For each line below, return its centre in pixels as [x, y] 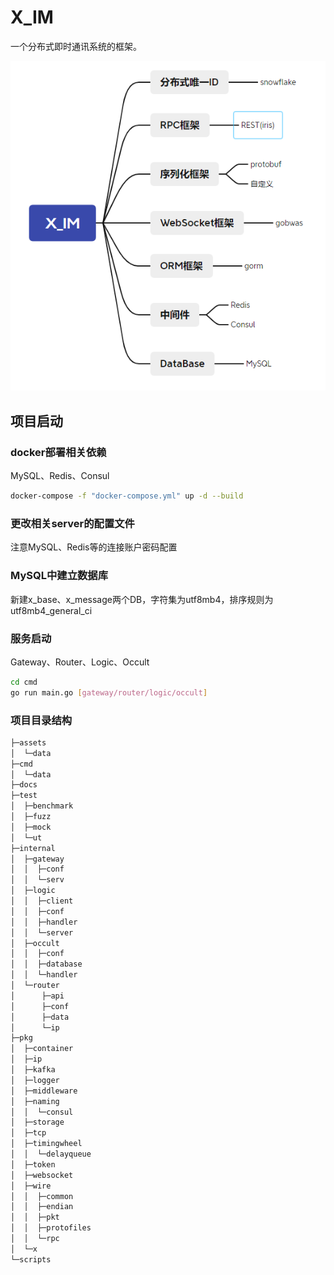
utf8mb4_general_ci [51, 610]
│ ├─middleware [44, 1091]
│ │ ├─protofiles [51, 1228]
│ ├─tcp [28, 1133]
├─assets [28, 742]
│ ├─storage [37, 1122]
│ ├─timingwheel [46, 1144]
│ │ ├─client [42, 901]
